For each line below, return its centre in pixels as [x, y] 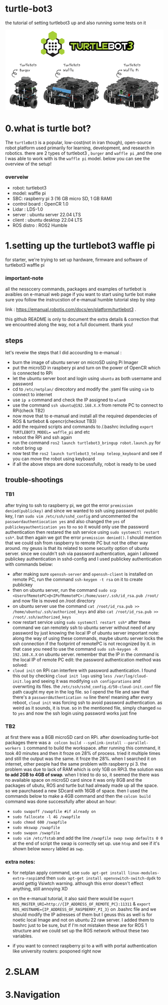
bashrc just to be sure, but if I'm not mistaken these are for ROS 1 [79, 925]
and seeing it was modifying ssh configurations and [86, 681]
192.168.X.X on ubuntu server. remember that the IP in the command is [86, 654]
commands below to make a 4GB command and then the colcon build [78, 796]
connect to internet [32, 395]
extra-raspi [25, 878]
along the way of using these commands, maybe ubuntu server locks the [88, 638]
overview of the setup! [28, 164]
